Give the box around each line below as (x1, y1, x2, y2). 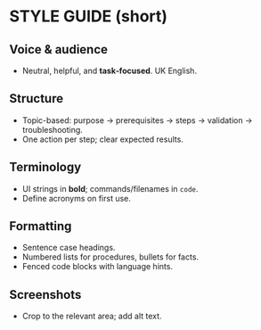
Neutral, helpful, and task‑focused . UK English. (21, 65, 198, 76)
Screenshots (9, 287, 82, 302)
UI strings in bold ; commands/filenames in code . (21, 183, 199, 194)
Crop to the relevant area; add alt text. (21, 310, 162, 322)
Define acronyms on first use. (21, 193, 132, 203)
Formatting (9, 219, 72, 234)
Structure (9, 91, 64, 106)
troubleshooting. (21, 124, 83, 135)
